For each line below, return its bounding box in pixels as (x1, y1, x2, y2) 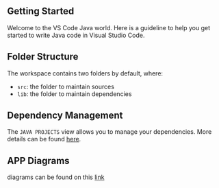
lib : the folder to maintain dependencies (16, 89, 132, 98)
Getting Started (7, 5, 75, 17)
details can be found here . (7, 135, 81, 143)
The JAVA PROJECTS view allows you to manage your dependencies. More (7, 128, 212, 136)
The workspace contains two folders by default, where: (7, 69, 163, 78)
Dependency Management (7, 110, 123, 121)
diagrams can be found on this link (7, 173, 105, 181)
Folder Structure (7, 51, 79, 62)
